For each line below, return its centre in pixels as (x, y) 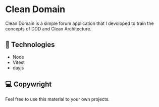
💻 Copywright (29, 84)
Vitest (19, 62)
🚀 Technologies (30, 45)
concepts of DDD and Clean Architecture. (48, 28)
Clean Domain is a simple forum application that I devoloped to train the (79, 23)
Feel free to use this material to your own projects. (58, 99)
